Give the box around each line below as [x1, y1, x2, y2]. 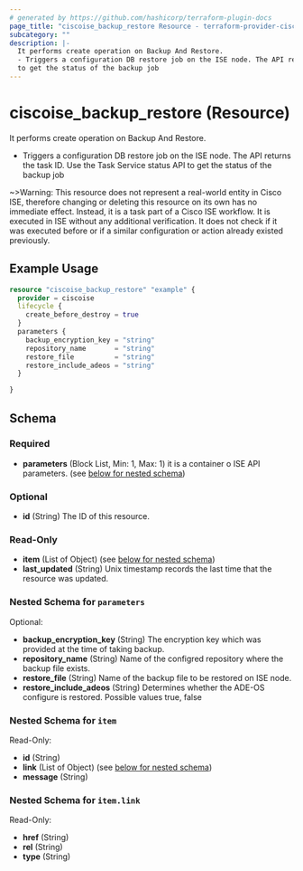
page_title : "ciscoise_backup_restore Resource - [9, 22, 200, 31]
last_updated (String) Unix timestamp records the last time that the [22, 563, 272, 574]
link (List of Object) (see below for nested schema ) [22, 762, 213, 772]
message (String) [22, 772, 88, 782]
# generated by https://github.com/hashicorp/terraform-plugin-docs [9, 13, 272, 23]
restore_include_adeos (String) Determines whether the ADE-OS [22, 682, 265, 693]
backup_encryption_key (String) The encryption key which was [22, 634, 262, 645]
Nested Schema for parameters [9, 596, 146, 609]
